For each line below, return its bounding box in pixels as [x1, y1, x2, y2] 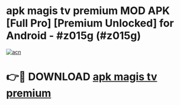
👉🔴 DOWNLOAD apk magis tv [6, 70, 157, 83]
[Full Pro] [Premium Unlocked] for [6, 16, 174, 30]
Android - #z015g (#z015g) [6, 29, 141, 42]
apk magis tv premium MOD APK [6, 4, 170, 18]
